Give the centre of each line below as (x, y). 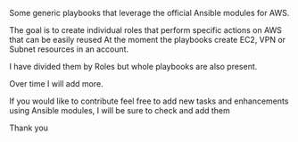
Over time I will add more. (57, 84)
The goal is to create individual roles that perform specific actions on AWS (146, 30)
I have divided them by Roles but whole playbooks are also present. (133, 67)
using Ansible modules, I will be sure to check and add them (120, 110)
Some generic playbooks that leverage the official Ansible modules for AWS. (149, 13)
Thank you (29, 128)
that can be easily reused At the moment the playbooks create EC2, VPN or (148, 40)
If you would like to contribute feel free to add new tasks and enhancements (149, 101)
